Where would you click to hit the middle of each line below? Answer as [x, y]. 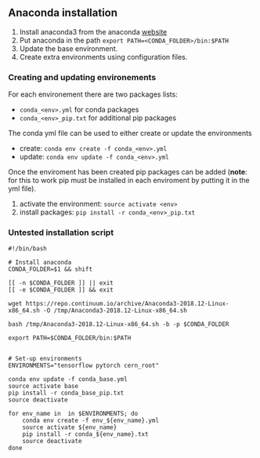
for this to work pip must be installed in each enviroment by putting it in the [129, 181]
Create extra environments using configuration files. [103, 57]
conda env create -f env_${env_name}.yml [90, 421]
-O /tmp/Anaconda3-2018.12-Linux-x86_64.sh [115, 311]
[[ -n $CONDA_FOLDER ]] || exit [61, 283]
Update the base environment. [69, 48]
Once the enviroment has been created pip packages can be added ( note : [128, 172]
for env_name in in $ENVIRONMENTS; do [73, 414]
